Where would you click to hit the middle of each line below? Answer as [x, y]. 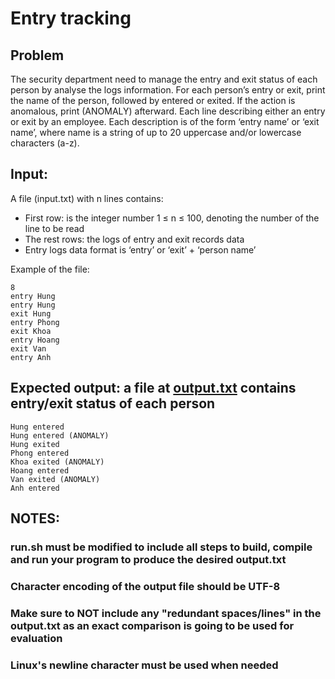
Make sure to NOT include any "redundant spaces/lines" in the [166, 613]
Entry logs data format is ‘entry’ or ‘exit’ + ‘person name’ [140, 249]
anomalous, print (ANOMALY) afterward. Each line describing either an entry [168, 111]
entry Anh [31, 357]
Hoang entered [40, 470]
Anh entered [35, 488]
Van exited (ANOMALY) [55, 479]
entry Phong [35, 322]
